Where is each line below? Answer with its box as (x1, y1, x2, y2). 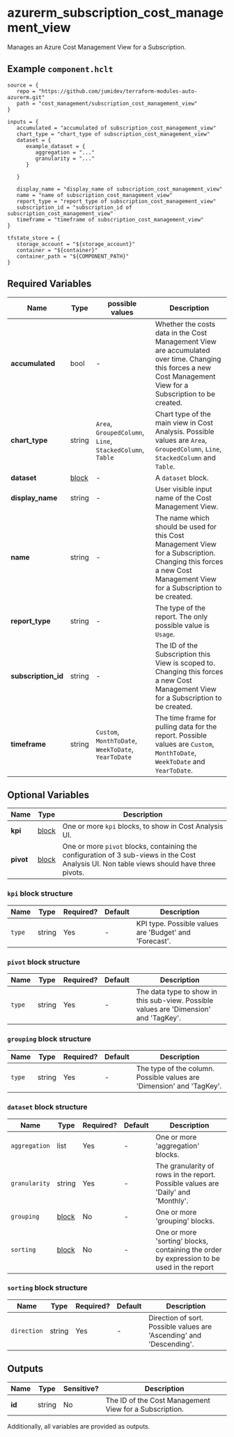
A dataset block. (155, 473, 209, 483)
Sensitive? (63, 1383, 99, 1393)
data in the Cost (155, 328, 208, 337)
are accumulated (155, 345, 210, 355)
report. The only (155, 611, 208, 621)
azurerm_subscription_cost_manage (7, 5, 224, 21)
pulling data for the (155, 722, 217, 731)
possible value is (155, 620, 210, 630)
